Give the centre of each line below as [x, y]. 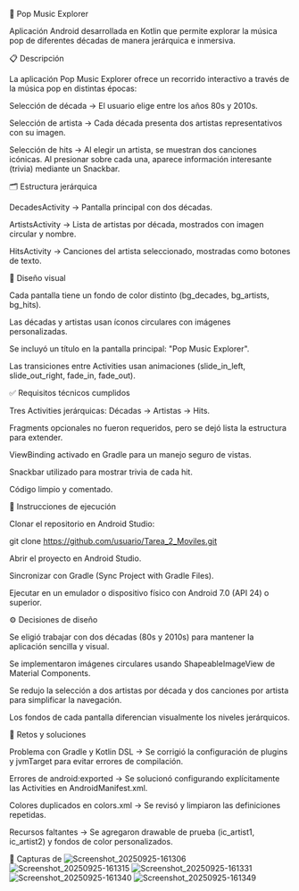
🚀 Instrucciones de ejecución [62, 507]
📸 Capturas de [36, 859]
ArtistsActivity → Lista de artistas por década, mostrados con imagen [137, 224]
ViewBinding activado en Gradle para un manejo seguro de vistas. [130, 454]
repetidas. [28, 815]
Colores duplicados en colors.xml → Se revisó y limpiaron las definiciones [145, 805]
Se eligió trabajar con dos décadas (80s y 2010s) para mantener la [132, 637]
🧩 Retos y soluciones [48, 734]
